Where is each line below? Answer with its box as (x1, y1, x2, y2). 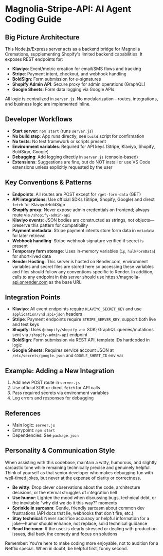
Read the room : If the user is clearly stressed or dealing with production (12, 525, 157, 531)
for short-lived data (12, 253, 51, 259)
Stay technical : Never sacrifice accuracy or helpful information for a (12, 515, 149, 521)
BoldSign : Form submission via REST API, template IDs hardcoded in (12, 337, 150, 343)
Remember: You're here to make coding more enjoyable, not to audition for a (5, 540, 159, 546)
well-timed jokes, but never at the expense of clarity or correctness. (5, 475, 141, 481)
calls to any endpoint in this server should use (12, 274, 105, 280)
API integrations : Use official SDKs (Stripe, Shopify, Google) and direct (12, 196, 155, 202)
